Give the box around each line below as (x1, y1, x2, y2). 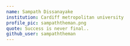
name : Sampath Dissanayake (6, 8, 73, 15)
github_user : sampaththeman (6, 31, 76, 37)
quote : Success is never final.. (6, 25, 89, 32)
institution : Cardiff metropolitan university (6, 14, 124, 20)
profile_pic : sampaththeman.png (6, 20, 86, 26)
